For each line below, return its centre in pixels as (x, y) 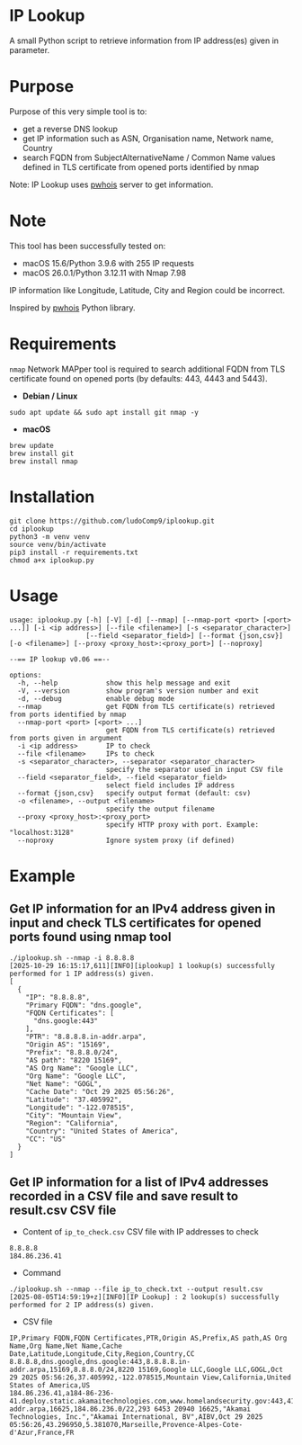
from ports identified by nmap (68, 714)
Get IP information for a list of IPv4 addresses (139, 1183)
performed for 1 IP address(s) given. (82, 974)
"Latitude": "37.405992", (74, 1099)
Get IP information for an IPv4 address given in (142, 909)
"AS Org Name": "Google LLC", (82, 1068)
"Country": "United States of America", (102, 1131)
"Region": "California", (72, 1123)
